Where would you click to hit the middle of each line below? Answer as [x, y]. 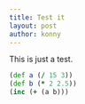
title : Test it [37, 17]
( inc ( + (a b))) [39, 92]
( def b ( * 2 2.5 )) [43, 84]
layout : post [33, 26]
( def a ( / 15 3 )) [41, 76]
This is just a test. [41, 60]
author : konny [35, 34]
